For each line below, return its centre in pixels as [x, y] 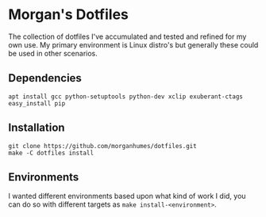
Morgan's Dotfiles [69, 15]
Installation [37, 128]
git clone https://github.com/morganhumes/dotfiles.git [102, 146]
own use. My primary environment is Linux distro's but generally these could [133, 44]
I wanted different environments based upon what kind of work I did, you [127, 196]
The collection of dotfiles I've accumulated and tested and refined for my [127, 36]
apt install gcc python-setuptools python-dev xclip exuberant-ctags [126, 97]
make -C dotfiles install [51, 153]
